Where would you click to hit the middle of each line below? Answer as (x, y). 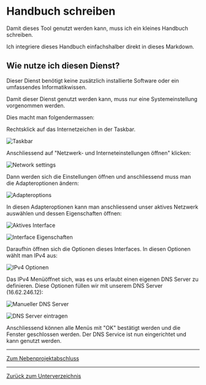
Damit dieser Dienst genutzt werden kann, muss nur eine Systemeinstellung (102, 99)
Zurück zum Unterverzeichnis (44, 376)
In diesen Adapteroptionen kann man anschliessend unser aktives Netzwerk (102, 207)
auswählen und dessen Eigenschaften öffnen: (64, 213)
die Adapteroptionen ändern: (43, 183)
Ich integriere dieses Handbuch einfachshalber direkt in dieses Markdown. (100, 47)
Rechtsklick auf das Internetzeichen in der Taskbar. (71, 129)
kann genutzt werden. (34, 340)
